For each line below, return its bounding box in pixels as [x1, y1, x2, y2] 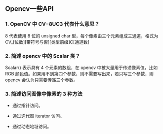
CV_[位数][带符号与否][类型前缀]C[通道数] [5, 39, 90, 45]
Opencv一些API [5, 4, 54, 13]
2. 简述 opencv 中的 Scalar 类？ [5, 52, 81, 59]
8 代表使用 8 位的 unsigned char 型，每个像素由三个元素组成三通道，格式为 [5, 33, 159, 38]
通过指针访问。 [12, 102, 43, 108]
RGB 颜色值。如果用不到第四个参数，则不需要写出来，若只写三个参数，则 [5, 70, 154, 76]
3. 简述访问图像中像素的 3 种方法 [5, 90, 83, 97]
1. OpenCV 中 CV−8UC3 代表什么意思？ [5, 21, 100, 28]
